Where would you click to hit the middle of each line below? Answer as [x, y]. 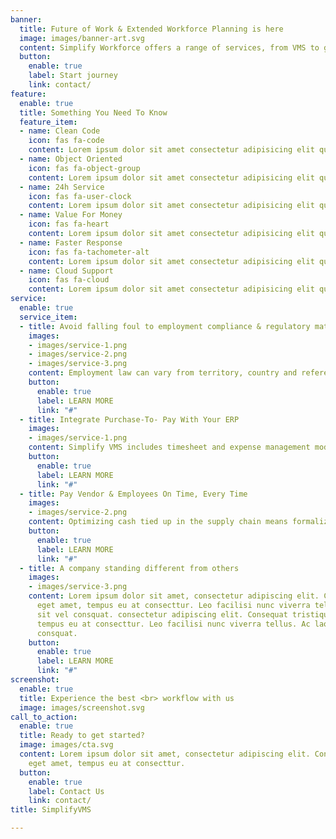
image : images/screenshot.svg [82, 707]
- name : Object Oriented [71, 159]
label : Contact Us [66, 791]
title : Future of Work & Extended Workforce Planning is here [151, 29]
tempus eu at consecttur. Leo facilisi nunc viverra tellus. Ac [173, 624]
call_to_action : [44, 717]
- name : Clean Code [60, 131]
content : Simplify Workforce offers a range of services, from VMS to [169, 47]
